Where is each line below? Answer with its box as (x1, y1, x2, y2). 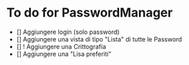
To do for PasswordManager (6, 5, 173, 21)
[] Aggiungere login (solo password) (16, 28, 120, 36)
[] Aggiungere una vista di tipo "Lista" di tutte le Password (16, 35, 183, 43)
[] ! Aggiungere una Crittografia (16, 42, 107, 50)
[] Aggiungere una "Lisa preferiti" (16, 50, 111, 58)
